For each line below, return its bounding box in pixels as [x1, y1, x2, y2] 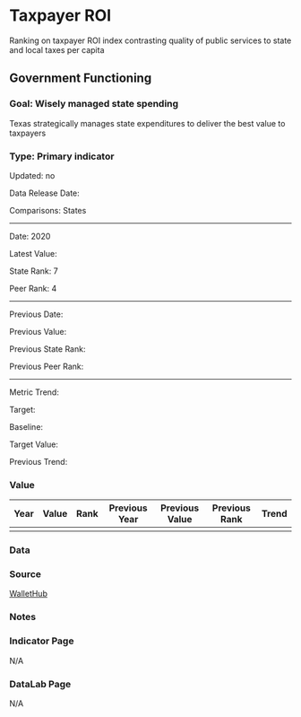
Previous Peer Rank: [9, 361, 84, 372]
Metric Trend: [9, 387, 60, 398]
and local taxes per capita [9, 44, 105, 55]
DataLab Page [9, 678, 72, 690]
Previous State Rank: [9, 343, 86, 354]
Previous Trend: [9, 456, 68, 467]
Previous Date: [9, 309, 64, 319]
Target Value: [9, 439, 58, 450]
